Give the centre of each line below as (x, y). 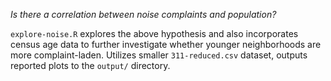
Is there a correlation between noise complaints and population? (143, 14)
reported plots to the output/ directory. (90, 65)
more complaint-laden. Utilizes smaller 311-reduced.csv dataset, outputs (159, 55)
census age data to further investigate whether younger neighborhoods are (166, 44)
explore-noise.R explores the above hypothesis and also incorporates (154, 33)
